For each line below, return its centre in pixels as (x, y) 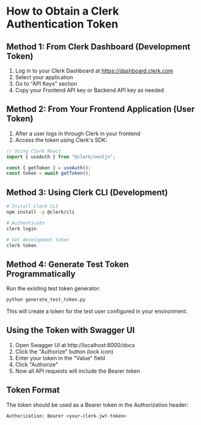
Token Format (33, 390)
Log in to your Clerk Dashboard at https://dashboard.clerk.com (94, 71)
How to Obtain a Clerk (63, 11)
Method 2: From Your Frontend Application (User (100, 109)
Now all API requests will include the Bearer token (78, 371)
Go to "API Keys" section (46, 84)
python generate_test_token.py (46, 300)
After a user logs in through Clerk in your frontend (78, 133)
